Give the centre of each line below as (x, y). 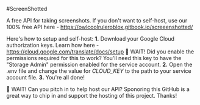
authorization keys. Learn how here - (53, 45)
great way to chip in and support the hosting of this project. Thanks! (92, 96)
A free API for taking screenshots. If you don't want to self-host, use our (97, 20)
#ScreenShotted (27, 9)
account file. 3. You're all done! (46, 77)
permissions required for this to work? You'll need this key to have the (94, 58)
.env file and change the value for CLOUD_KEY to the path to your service (99, 71)
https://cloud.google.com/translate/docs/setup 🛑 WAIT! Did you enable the (100, 52)
